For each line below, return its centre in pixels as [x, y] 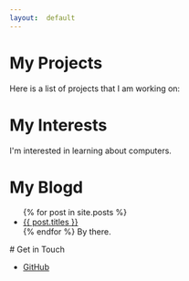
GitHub [36, 267]
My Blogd [47, 187]
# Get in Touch [37, 250]
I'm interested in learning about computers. [90, 151]
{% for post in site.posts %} [75, 213]
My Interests [58, 125]
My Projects [56, 62]
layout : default [42, 18]
